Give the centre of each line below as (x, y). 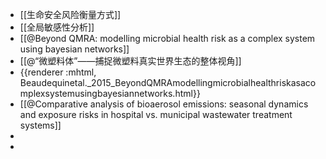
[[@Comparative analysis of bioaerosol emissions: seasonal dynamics (164, 104)
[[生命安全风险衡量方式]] (70, 14)
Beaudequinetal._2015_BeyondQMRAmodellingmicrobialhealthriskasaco (168, 82)
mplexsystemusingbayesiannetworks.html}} (110, 93)
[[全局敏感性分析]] (57, 27)
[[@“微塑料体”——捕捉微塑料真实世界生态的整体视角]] (130, 61)
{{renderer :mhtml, (58, 72)
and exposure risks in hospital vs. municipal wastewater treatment (156, 114)
